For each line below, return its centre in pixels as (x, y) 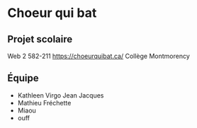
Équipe (23, 78)
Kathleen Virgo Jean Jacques (61, 95)
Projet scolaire (40, 39)
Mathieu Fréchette (44, 103)
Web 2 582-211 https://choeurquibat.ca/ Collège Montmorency (98, 56)
